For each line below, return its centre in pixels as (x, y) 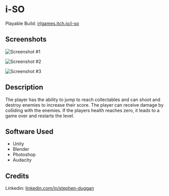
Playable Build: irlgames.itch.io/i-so (42, 23)
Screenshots (26, 39)
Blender (21, 149)
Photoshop (24, 155)
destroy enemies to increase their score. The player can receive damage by (84, 105)
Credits (17, 176)
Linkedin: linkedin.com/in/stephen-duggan (50, 188)
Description (24, 87)
